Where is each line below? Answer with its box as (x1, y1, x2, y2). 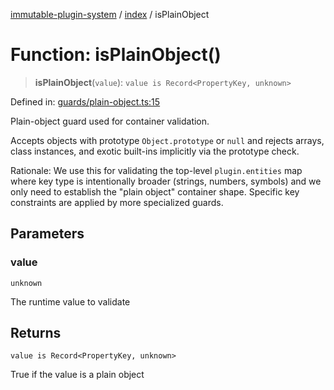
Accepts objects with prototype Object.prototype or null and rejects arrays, (10, 134, 325, 146)
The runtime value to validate (10, 295, 131, 308)
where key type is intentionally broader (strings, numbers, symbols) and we (10, 175, 322, 187)
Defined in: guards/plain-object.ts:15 (10, 95, 161, 108)
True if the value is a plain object (10, 369, 145, 381)
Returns (10, 325, 62, 342)
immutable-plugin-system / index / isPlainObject (10, 9, 210, 20)
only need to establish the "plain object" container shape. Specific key (10, 185, 300, 198)
